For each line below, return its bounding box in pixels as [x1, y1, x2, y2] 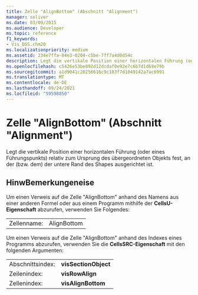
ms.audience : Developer [6, 25, 65, 31]
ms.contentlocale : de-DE [6, 80, 67, 86]
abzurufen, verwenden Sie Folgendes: [37, 205, 130, 213]
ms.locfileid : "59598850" [6, 91, 70, 97]
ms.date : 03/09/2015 [6, 19, 57, 25]
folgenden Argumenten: [6, 247, 64, 254]
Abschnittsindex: [9, 260, 56, 268]
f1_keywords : [6, 36, 38, 42]
